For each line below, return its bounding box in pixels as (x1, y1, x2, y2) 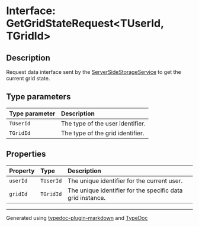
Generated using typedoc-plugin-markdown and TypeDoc (6, 214, 148, 221)
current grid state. (6, 75, 50, 82)
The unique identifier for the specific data (67, 186, 183, 194)
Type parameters (6, 92, 71, 102)
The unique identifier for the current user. (67, 176, 183, 184)
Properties (6, 149, 46, 159)
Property (9, 167, 35, 175)
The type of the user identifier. (61, 119, 146, 128)
